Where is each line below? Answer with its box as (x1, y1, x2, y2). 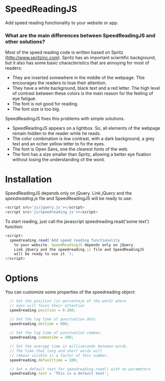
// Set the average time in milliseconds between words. (9, 344, 129, 349)
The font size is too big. (12, 106, 61, 112)
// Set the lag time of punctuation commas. (9, 330, 102, 336)
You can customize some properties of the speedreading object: (5, 289, 136, 295)
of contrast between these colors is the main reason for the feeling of (12, 90, 154, 97)
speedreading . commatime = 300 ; (9, 335, 74, 340)
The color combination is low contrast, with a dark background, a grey (12, 136, 155, 141)
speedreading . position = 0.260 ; (9, 308, 76, 312)
